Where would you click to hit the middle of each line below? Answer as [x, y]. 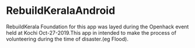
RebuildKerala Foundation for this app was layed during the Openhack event [97, 27]
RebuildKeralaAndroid [61, 11]
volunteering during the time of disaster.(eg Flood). [67, 39]
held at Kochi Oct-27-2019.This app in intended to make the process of [91, 32]
